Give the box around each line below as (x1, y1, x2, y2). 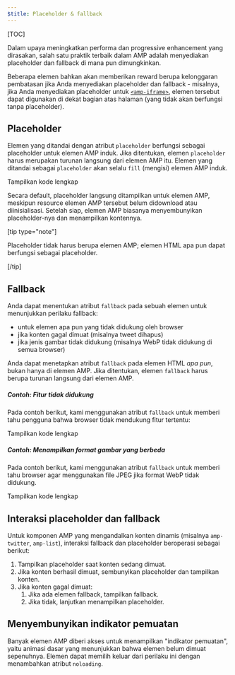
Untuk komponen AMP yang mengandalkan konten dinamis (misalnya (7, 532, 210, 539)
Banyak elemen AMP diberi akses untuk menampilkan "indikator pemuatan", (7, 637, 228, 645)
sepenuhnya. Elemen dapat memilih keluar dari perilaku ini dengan (7, 652, 200, 660)
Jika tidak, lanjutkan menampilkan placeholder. (28, 598, 164, 606)
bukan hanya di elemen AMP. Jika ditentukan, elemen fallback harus (7, 367, 208, 375)
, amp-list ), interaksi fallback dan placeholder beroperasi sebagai (29, 539, 220, 547)
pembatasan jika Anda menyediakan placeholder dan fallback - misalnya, (7, 79, 220, 88)
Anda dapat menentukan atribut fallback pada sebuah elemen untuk (7, 302, 207, 310)
